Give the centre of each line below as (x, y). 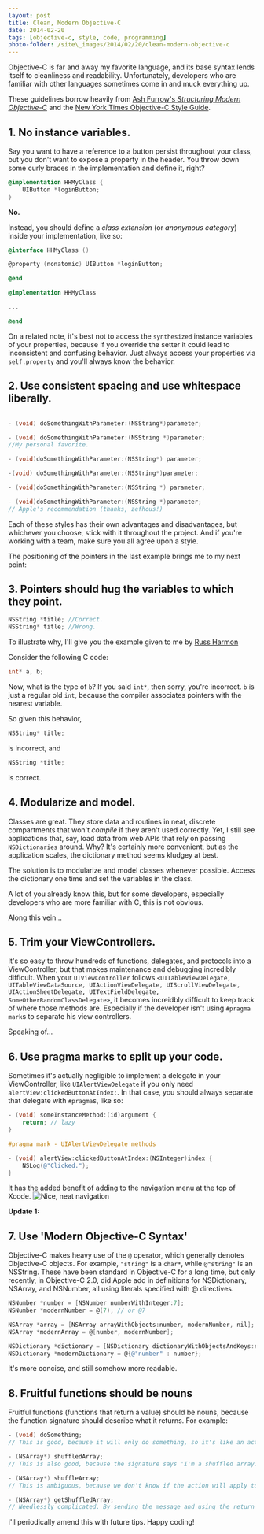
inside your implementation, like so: (66, 235)
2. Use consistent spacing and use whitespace (125, 386)
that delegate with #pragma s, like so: (66, 1101)
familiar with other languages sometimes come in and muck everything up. (129, 84)
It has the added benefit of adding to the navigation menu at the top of (122, 1188)
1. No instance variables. (70, 132)
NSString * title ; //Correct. (56, 620)
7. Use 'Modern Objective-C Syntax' (98, 1236)
